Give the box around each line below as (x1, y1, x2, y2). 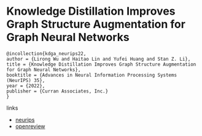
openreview (15, 123, 45, 130)
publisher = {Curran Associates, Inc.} (6, 88, 109, 94)
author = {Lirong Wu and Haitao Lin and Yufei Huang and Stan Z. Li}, (6, 56, 191, 62)
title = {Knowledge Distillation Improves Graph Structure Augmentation (6, 61, 196, 67)
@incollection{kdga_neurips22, (6, 50, 87, 56)
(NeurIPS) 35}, (6, 77, 45, 83)
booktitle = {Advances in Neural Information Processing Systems (6, 72, 177, 78)
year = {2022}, (6, 83, 45, 89)
